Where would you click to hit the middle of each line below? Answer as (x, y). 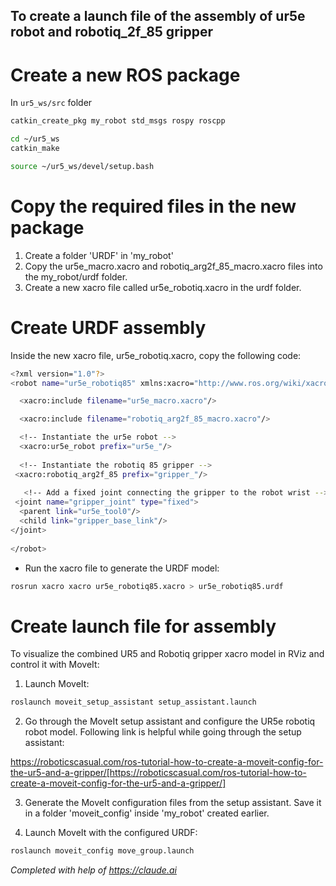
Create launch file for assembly (143, 626)
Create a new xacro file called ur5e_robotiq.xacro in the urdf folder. (163, 287)
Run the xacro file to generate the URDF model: (122, 568)
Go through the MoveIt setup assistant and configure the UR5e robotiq (170, 721)
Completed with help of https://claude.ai (93, 870)
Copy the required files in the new (153, 206)
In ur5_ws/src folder (51, 103)
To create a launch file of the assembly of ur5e (158, 16)
